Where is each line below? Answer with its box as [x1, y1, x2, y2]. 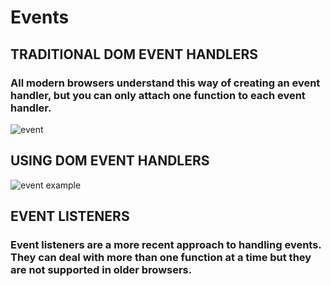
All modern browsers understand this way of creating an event [10, 76, 321, 90]
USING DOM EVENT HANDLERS [10, 152, 210, 170]
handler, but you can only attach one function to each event [10, 88, 306, 102]
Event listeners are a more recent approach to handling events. [10, 238, 322, 251]
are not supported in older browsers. [10, 263, 193, 276]
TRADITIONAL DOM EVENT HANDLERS [10, 46, 258, 63]
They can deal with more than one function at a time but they [10, 251, 312, 264]
